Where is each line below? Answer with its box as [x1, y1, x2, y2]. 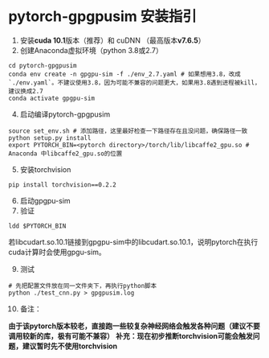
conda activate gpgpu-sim [8, 94, 95, 102]
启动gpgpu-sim [19, 195, 71, 205]
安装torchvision [19, 164, 71, 174]
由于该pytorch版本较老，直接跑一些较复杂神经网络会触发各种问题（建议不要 [8, 321, 261, 331]
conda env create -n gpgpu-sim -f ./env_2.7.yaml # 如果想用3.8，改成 [8, 70, 241, 78]
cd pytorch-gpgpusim [8, 61, 78, 69]
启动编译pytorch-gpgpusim [19, 109, 111, 119]
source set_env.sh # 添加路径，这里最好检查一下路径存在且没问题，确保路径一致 [8, 126, 248, 135]
